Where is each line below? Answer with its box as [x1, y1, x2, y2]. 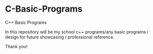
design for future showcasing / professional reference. [5, 34, 115, 40]
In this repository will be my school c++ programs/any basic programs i [5, 29, 149, 35]
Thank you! [5, 43, 28, 49]
